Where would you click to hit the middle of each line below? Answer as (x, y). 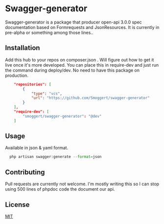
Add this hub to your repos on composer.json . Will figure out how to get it (80, 60)
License (17, 205)
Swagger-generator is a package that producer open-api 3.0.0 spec (73, 22)
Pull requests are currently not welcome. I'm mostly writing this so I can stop (82, 184)
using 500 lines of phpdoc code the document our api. (60, 189)
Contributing (25, 172)
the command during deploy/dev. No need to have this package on (72, 70)
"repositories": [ (33, 84)
